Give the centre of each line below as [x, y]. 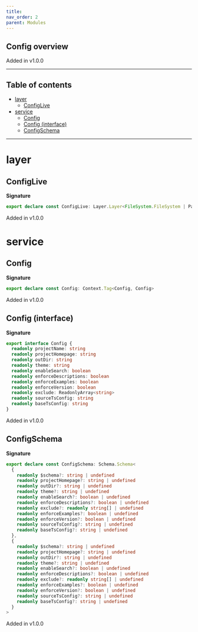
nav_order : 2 [22, 17]
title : [14, 12]
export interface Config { [39, 343]
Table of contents [39, 85]
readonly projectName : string [48, 349]
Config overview [37, 46]
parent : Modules [26, 22]
